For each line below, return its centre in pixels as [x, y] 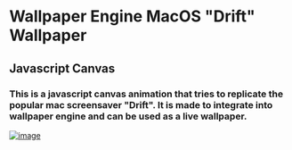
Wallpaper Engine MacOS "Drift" [132, 17]
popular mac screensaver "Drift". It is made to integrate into [141, 104]
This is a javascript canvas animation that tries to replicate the [146, 94]
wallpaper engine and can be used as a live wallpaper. [128, 116]
